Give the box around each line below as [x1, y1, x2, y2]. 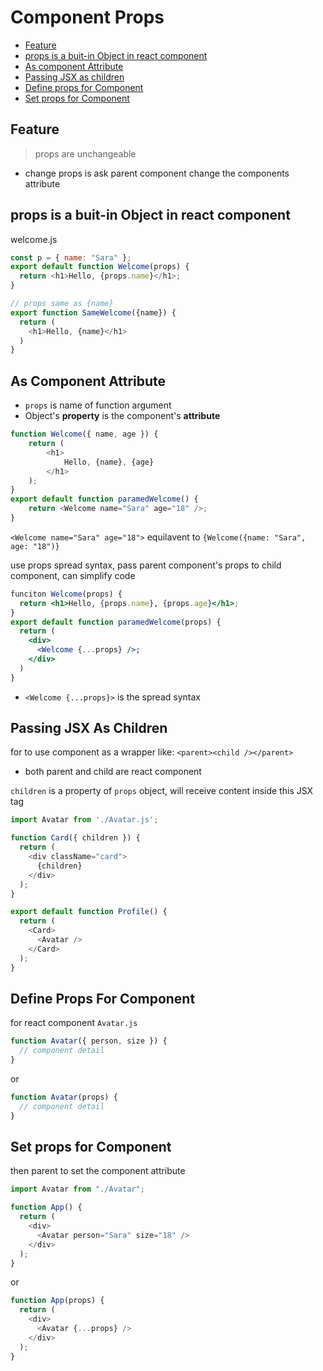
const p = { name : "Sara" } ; [10, 252, 132, 263]
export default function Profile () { [10, 907, 168, 917]
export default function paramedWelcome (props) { [10, 617, 222, 627]
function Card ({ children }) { [10, 833, 141, 843]
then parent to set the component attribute [10, 1165, 186, 1177]
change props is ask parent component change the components [24, 167, 290, 179]
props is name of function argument [24, 399, 172, 411]
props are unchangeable [34, 147, 137, 160]
